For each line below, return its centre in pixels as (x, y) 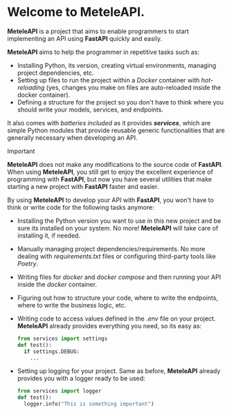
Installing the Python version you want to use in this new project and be (119, 220)
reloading (31, 87)
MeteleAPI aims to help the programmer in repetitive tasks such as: (103, 52)
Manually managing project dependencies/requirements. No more (111, 249)
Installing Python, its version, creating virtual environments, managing (117, 65)
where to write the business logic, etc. (72, 305)
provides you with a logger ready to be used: (81, 379)
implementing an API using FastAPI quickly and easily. (85, 38)
